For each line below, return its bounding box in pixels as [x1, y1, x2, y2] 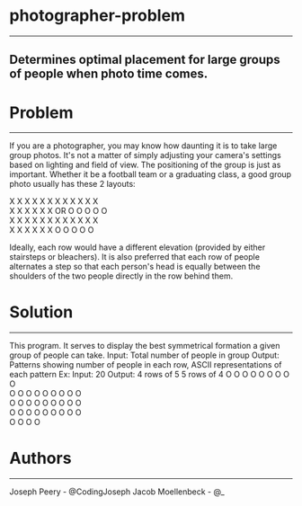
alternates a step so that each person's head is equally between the [9, 262, 261, 272]
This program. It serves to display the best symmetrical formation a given [9, 341, 280, 351]
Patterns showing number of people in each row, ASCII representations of [9, 360, 282, 370]
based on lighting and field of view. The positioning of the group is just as [9, 159, 281, 171]
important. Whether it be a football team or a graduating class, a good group [9, 169, 292, 180]
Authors [9, 448, 72, 468]
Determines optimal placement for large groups [9, 52, 280, 67]
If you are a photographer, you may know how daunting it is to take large [9, 140, 278, 151]
